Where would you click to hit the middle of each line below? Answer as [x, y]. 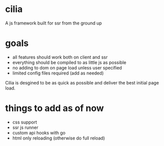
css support [25, 122]
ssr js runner [25, 127]
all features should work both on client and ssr [60, 57]
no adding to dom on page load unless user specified [67, 67]
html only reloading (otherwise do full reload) [59, 138]
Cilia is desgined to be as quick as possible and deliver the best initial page [82, 82]
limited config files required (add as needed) [58, 73]
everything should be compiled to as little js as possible [69, 62]
